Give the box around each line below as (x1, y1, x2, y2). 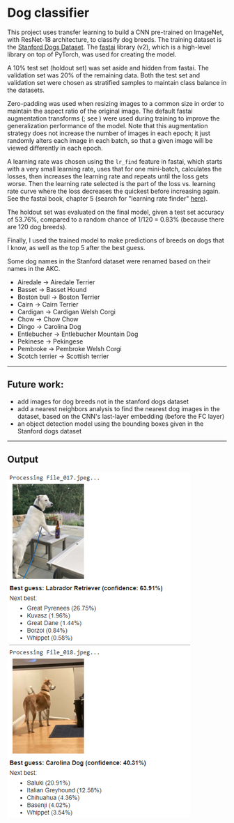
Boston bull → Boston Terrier (17, 293, 100, 301)
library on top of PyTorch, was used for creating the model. (7, 50, 177, 59)
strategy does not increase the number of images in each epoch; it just (7, 129, 210, 137)
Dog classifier (7, 5, 90, 21)
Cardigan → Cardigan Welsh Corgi (17, 307, 116, 316)
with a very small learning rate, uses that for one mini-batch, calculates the (7, 164, 222, 173)
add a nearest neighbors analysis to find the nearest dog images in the (17, 404, 221, 413)
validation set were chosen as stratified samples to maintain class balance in (7, 78, 227, 86)
